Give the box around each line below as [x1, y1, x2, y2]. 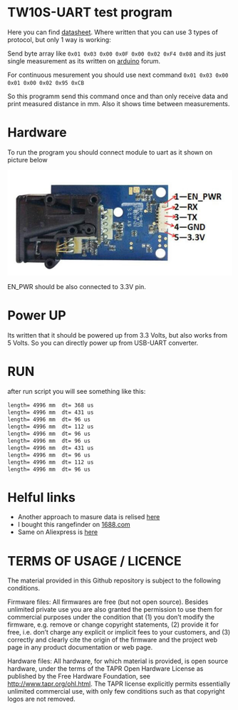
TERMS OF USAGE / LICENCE [7, 553, 182, 569]
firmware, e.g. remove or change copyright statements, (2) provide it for [7, 620, 219, 629]
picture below [7, 155, 48, 164]
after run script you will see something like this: [7, 387, 146, 395]
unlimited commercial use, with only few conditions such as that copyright [7, 687, 225, 696]
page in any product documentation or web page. [7, 643, 153, 652]
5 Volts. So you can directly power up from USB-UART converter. [7, 338, 199, 347]
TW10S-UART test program [7, 4, 172, 21]
